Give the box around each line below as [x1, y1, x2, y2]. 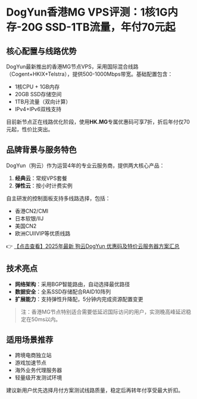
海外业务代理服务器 [14, 367, 62, 374]
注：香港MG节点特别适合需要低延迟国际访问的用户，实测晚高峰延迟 [20, 308, 186, 315]
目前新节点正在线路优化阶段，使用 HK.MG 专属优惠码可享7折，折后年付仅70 [6, 118, 190, 125]
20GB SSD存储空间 [14, 91, 62, 97]
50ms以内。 [31, 315, 61, 323]
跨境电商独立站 [14, 352, 52, 359]
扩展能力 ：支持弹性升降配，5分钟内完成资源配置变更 [14, 295, 144, 302]
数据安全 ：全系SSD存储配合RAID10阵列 [14, 288, 111, 295]
